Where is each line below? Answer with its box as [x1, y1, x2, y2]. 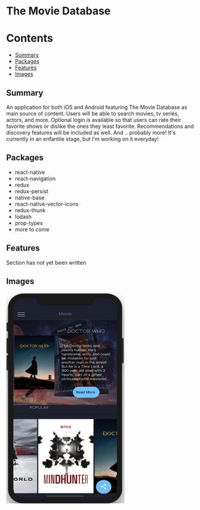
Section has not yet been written [6, 259, 87, 266]
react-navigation [14, 175, 56, 182]
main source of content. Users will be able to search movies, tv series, [6, 109, 179, 117]
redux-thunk [14, 206, 46, 213]
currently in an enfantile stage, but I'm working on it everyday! [6, 135, 159, 142]
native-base [14, 194, 45, 201]
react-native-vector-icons [14, 200, 79, 207]
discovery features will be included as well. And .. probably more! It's [6, 129, 176, 136]
